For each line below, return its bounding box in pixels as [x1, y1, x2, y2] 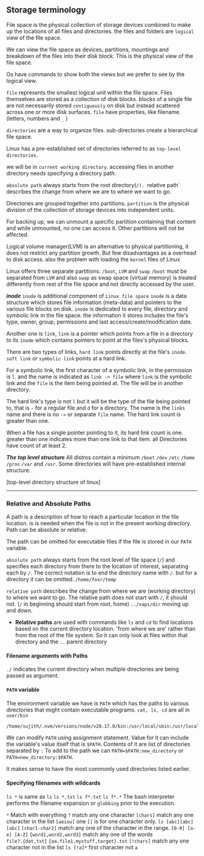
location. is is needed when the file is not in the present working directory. [6, 520, 192, 527]
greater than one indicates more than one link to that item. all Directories [6, 435, 187, 442]
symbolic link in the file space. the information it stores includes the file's [6, 311, 189, 319]
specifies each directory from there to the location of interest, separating [6, 563, 189, 570]
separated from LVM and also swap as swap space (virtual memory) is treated [6, 274, 197, 281]
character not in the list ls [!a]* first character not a [6, 843, 138, 851]
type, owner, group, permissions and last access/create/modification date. [6, 318, 193, 325]
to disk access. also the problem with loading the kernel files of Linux [6, 255, 180, 263]
